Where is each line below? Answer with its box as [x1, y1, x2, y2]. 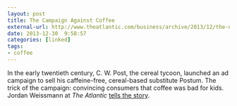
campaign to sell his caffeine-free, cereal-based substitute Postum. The [7, 76, 217, 84]
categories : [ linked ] [7, 37, 71, 44]
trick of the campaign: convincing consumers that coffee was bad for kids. [7, 84, 224, 92]
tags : [7, 43, 23, 50]
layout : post [7, 10, 46, 18]
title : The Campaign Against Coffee [7, 17, 115, 24]
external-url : [7, 23, 49, 30]
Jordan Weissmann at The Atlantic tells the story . [7, 91, 150, 99]
